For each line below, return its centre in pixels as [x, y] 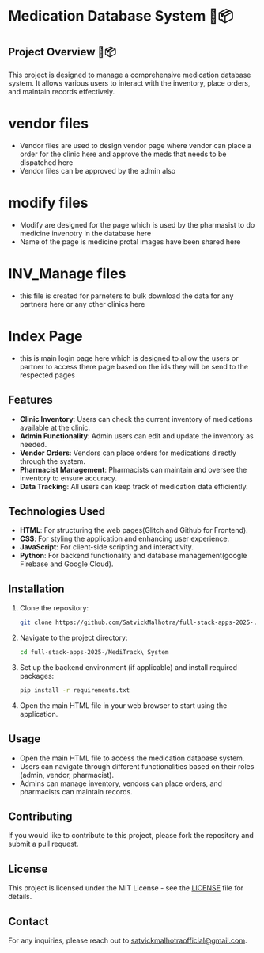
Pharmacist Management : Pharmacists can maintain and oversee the [133, 469]
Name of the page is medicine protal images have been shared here [130, 241]
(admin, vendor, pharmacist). [67, 775]
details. [20, 897]
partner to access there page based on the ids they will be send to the [134, 366]
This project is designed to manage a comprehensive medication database [130, 75]
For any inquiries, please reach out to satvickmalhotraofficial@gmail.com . [128, 940]
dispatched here [46, 162]
